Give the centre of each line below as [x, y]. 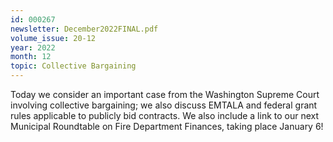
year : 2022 [33, 47]
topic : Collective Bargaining [73, 66]
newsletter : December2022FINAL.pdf [84, 29]
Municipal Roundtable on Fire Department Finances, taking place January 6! [167, 126]
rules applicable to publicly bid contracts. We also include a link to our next [165, 115]
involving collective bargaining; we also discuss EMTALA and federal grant [164, 105]
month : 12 [31, 57]
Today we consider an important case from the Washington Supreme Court [165, 94]
